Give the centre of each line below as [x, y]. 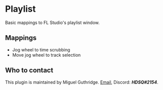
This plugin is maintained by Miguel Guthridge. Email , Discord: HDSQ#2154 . [82, 82]
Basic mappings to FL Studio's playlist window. [52, 22]
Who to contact [29, 70]
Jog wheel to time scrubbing [41, 49]
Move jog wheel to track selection [46, 55]
